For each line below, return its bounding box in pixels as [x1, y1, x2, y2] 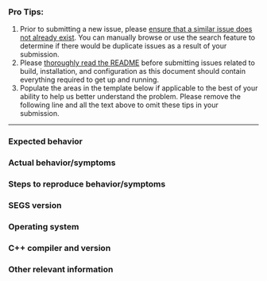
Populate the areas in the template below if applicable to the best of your [19, 83, 258, 93]
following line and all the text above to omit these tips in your [19, 100, 219, 110]
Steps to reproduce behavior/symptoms [8, 179, 166, 190]
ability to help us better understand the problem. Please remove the [19, 92, 241, 102]
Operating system [8, 221, 79, 232]
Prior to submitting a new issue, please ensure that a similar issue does [19, 25, 253, 34]
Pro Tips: [8, 6, 44, 17]
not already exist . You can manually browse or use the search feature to [19, 33, 256, 42]
